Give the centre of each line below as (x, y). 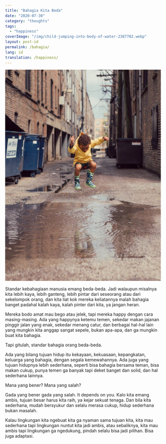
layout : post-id (22, 42)
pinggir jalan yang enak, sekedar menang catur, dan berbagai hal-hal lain (79, 325)
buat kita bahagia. (23, 335)
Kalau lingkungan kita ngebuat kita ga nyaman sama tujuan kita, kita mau (79, 420)
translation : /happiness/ (32, 57)
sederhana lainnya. (24, 376)
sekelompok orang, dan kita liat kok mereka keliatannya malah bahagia (77, 299)
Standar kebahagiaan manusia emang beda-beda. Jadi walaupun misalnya (81, 289)
